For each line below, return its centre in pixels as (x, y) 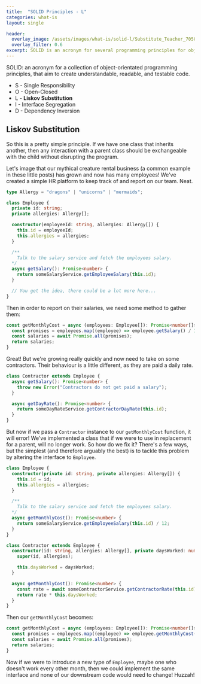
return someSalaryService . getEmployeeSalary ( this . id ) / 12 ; (93, 523)
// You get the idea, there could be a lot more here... (84, 291)
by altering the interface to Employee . (51, 457)
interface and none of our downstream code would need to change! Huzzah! (100, 674)
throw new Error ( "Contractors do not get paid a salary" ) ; (92, 387)
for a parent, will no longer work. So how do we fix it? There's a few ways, (97, 445)
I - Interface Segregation (45, 104)
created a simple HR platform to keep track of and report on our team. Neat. (100, 181)
